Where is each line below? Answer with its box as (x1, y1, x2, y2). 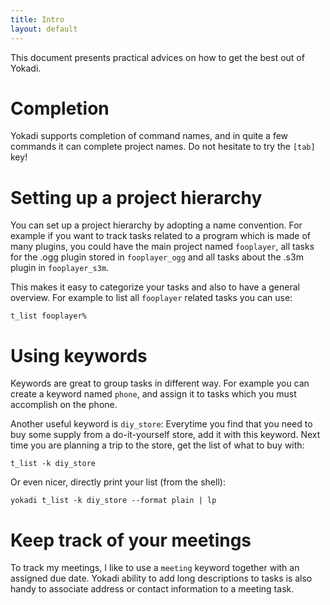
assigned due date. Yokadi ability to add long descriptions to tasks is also (10, 572, 313, 585)
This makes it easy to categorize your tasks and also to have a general (10, 281, 300, 293)
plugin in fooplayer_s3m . (10, 262, 110, 274)
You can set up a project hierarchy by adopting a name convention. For (10, 219, 303, 231)
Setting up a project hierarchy (10, 186, 263, 209)
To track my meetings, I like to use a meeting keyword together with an (10, 562, 300, 574)
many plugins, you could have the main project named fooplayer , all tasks (10, 241, 315, 253)
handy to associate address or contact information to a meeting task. (10, 583, 295, 595)
